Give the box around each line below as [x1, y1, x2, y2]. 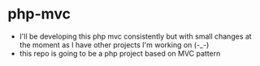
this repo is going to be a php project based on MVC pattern [19, 48, 221, 58]
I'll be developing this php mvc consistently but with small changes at [19, 31, 253, 41]
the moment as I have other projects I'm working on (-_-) [19, 39, 210, 49]
